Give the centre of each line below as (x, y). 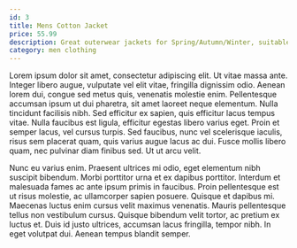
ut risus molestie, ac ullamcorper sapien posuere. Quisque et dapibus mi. (142, 197)
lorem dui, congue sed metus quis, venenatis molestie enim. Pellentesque (143, 95)
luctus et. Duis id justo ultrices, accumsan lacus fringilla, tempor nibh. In (140, 225)
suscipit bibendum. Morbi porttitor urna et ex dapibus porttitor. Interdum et (145, 177)
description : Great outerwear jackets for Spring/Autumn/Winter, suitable (150, 42)
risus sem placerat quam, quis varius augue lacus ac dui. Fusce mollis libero (148, 142)
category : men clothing (53, 50)
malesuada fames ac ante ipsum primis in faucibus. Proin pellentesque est (145, 187)
